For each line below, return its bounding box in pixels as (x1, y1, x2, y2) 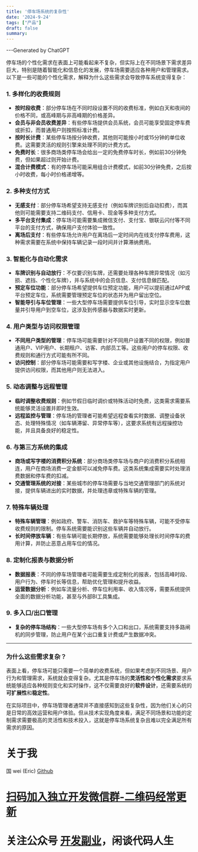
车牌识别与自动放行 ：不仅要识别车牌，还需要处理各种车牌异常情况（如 (14, 269, 186, 276)
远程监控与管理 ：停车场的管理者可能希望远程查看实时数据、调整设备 (14, 412, 180, 419)
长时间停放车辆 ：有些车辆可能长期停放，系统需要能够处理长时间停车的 (14, 533, 186, 540)
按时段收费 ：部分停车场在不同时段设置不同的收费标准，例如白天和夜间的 (14, 105, 190, 112)
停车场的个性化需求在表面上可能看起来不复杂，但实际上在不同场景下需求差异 (6, 59, 192, 66)
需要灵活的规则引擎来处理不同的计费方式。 (30, 141, 134, 148)
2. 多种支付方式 (6, 187, 50, 195)
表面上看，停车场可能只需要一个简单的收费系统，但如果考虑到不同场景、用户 (6, 667, 192, 674)
